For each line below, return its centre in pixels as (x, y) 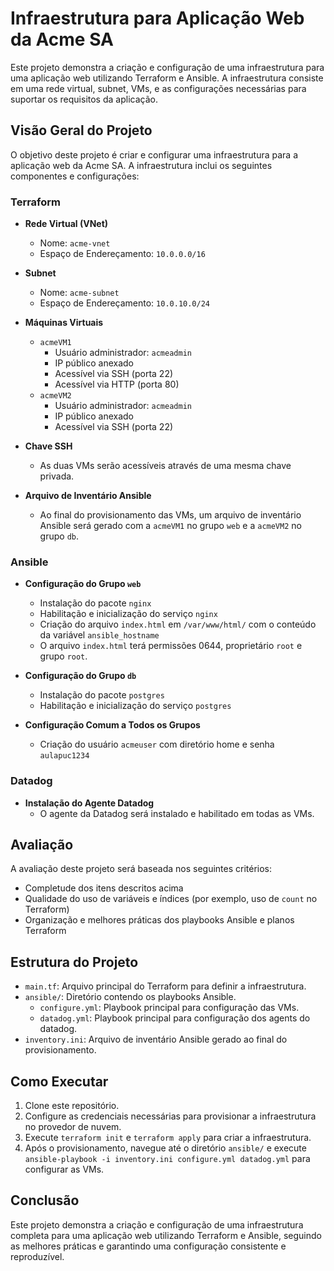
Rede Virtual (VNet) (66, 224)
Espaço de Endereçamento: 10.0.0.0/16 (122, 254)
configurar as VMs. (64, 1169)
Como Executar (59, 1081)
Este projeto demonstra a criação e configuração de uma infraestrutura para (167, 67)
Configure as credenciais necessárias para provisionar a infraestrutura (170, 1116)
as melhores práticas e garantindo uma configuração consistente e (148, 1246)
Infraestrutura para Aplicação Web (157, 18)
